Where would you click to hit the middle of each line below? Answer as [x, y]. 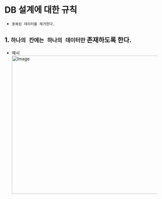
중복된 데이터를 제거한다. [33, 24]
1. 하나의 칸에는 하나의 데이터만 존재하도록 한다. [68, 40]
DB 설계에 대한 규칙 [41, 10]
